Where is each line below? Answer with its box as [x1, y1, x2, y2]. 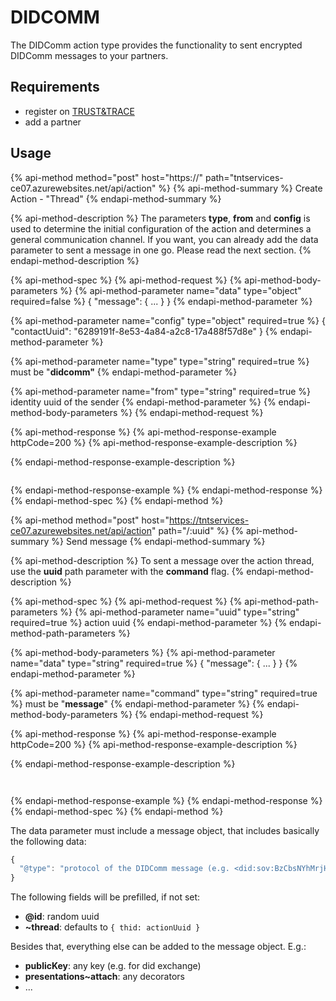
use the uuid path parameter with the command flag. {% [10, 565, 245, 577]
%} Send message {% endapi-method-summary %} [51, 535, 266, 547]
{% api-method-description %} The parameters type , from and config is [10, 212, 311, 224]
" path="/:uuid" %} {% [151, 524, 245, 536]
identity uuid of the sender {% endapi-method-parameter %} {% [10, 396, 277, 408]
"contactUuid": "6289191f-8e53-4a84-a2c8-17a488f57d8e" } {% [10, 325, 278, 337]
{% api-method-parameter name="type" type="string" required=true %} [10, 355, 310, 367]
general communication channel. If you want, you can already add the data [10, 233, 319, 245]
